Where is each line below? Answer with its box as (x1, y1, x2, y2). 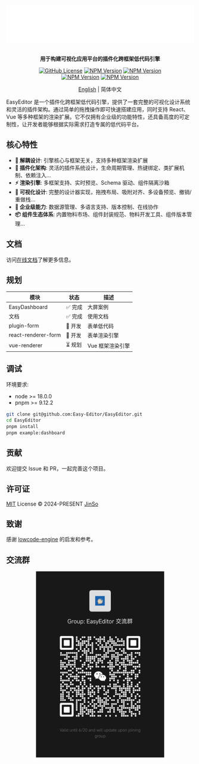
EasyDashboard (8, 303, 48, 310)
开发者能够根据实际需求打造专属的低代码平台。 (26, 121, 142, 127)
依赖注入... (25, 171, 51, 179)
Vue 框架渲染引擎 (87, 342, 130, 349)
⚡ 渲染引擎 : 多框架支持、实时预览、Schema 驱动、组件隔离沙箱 (14, 179, 170, 186)
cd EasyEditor (6, 417, 42, 423)
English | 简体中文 (78, 86, 122, 93)
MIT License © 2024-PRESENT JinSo (6, 500, 98, 507)
